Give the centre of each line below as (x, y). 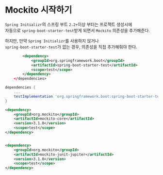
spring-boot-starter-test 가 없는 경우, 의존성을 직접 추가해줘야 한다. (71, 47)
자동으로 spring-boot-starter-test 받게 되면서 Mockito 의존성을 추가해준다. (78, 30)
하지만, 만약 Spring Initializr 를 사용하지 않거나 (52, 41)
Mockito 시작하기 (39, 10)
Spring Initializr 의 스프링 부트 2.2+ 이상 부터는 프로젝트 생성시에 (69, 24)
